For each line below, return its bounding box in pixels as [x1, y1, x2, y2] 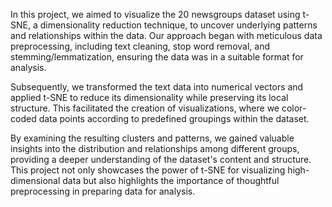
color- [281, 102, 307, 114]
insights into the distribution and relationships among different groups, [10, 143, 300, 154]
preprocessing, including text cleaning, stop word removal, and [10, 40, 270, 52]
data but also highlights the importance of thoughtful [62, 175, 280, 186]
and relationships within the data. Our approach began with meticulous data [10, 30, 323, 41]
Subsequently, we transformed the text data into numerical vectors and [10, 81, 304, 93]
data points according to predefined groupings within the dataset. [38, 113, 310, 124]
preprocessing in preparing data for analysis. [10, 185, 196, 197]
